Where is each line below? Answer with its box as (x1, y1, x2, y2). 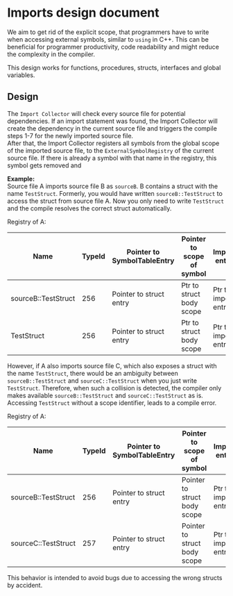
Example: (7, 174, 35, 183)
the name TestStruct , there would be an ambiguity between (7, 369, 179, 377)
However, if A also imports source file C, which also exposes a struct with (7, 361, 217, 370)
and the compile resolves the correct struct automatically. (7, 204, 172, 213)
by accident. (7, 581, 43, 589)
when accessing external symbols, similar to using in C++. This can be (7, 35, 209, 43)
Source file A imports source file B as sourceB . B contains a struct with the (7, 182, 218, 190)
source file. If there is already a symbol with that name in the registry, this (7, 154, 217, 162)
